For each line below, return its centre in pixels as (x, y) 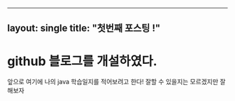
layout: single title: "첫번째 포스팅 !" (84, 28)
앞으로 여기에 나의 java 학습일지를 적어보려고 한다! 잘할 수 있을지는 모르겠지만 (113, 82)
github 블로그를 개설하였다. (82, 61)
